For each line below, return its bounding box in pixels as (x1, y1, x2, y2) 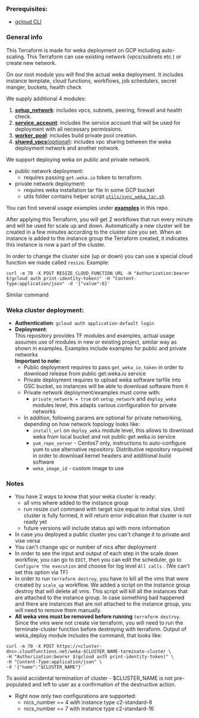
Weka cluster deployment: (6, 306, 84, 314)
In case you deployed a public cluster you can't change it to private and (14, 531, 190, 538)
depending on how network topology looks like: (23, 420, 140, 427)
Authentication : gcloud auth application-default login (14, 319, 154, 326)
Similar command (6, 291, 49, 298)
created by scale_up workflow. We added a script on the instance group (14, 581, 191, 588)
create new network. (6, 59, 57, 67)
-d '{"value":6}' (67, 281, 110, 286)
